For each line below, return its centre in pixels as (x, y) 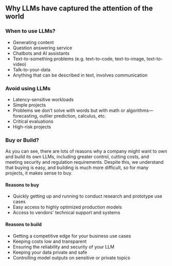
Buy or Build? (22, 140)
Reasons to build (24, 224)
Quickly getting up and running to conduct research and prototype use (88, 196)
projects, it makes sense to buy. (39, 173)
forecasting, (25, 116)
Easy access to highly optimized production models (67, 207)
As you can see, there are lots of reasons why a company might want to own (86, 151)
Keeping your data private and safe (50, 252)
